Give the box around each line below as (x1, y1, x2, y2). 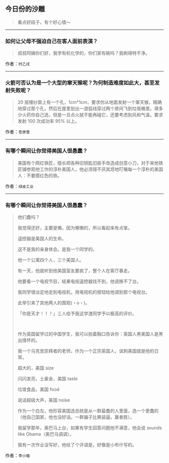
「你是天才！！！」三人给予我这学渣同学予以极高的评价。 (17, 310, 137, 316)
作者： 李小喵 (5, 452, 30, 458)
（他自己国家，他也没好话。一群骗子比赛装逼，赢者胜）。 (17, 414, 135, 420)
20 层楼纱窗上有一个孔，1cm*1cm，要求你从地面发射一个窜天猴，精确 (17, 99, 162, 105)
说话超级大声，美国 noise (17, 397, 70, 403)
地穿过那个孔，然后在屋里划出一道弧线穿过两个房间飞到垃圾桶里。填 (17, 105, 159, 112)
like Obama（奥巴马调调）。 (17, 431, 74, 437)
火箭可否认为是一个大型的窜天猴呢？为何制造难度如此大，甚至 (5, 80, 155, 87)
